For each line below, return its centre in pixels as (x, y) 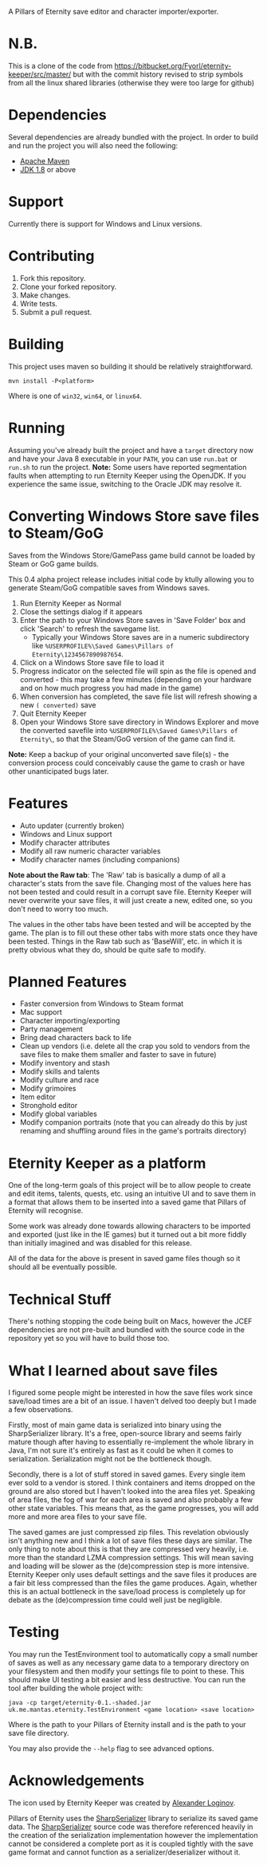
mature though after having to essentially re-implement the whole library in (131, 1442)
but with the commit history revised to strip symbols (158, 74)
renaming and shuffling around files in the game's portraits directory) (133, 1131)
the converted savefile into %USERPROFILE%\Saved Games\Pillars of (129, 730)
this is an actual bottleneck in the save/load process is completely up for (127, 1591)
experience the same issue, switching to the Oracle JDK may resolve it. (125, 484)
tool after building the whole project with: (76, 1688)
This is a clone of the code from (61, 65)
